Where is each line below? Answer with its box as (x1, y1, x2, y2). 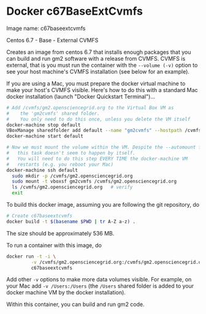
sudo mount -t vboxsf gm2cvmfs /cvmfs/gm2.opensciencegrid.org (12, 178, 177, 185)
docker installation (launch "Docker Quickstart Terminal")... (6, 93, 155, 100)
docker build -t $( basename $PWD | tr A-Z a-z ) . (6, 218, 136, 224)
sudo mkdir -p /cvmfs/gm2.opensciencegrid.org (12, 173, 133, 179)
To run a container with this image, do (6, 241, 102, 249)
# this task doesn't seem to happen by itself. (6, 150, 136, 156)
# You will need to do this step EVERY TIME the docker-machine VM (6, 155, 188, 162)
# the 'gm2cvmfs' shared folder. (6, 110, 100, 117)
